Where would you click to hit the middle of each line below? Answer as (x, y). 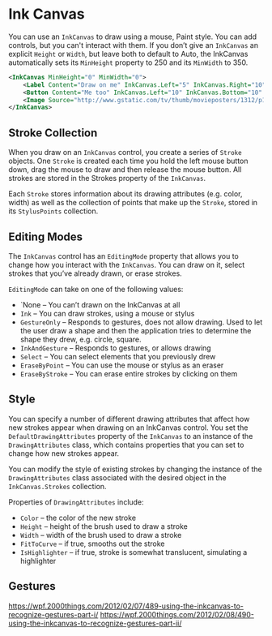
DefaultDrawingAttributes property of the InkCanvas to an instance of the (131, 436)
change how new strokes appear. (64, 453)
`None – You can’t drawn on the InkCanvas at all (100, 304)
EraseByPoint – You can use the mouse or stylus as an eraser (122, 365)
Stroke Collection (53, 133)
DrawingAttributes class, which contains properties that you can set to (126, 445)
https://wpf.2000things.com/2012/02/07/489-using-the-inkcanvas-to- (126, 606)
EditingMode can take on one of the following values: (96, 289)
